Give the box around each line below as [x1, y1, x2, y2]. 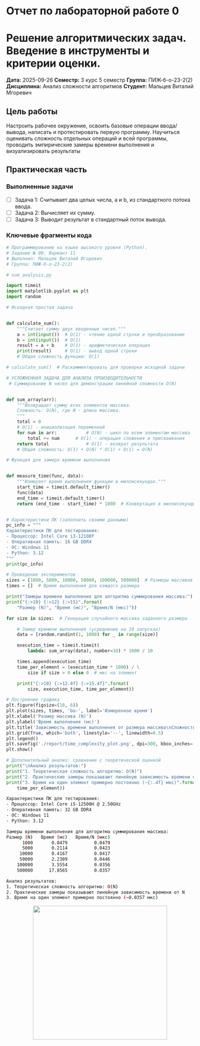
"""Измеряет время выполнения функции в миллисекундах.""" [17, 479, 167, 485]
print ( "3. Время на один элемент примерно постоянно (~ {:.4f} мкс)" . [6, 779, 183, 785]
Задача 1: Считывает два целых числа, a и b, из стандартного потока [14, 196, 190, 203]
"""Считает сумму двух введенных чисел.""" [17, 326, 127, 332]
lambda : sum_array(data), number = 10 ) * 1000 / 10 [27, 648, 153, 654]
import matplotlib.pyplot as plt [6, 288, 89, 294]
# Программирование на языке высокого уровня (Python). [6, 245, 148, 251]
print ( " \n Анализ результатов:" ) [6, 763, 86, 769]
